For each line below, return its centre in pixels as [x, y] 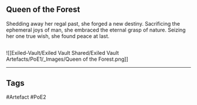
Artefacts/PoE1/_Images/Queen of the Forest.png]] [67, 59]
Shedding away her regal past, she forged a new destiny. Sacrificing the [93, 23]
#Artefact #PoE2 [26, 97]
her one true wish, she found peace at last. [58, 36]
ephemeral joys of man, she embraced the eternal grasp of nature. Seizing [96, 30]
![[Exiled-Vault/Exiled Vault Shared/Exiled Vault [62, 53]
